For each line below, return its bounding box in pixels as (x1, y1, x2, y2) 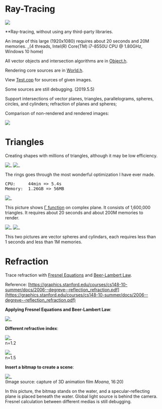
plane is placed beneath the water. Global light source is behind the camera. (5, 393, 158, 399)
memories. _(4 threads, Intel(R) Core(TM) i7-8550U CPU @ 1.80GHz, (5, 43, 143, 49)
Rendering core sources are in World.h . (5, 67, 84, 73)
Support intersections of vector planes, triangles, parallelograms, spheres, (5, 96, 154, 101)
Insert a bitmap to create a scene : (5, 364, 74, 370)
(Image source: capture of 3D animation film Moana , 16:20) (5, 379, 124, 385)
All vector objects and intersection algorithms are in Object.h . (5, 58, 128, 64)
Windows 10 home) (5, 48, 44, 54)
